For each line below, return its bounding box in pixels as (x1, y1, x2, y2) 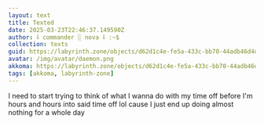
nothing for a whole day (8, 107, 85, 117)
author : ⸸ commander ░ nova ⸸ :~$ (8, 33, 119, 41)
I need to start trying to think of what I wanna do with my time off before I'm (8, 91, 253, 100)
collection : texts (8, 41, 68, 48)
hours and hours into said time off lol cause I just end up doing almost (8, 99, 234, 109)
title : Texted (8, 19, 55, 27)
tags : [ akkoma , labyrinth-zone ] (8, 70, 114, 77)
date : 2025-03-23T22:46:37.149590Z (8, 26, 125, 34)
